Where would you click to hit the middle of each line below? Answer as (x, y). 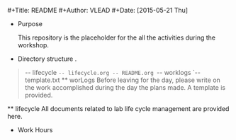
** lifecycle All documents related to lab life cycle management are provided (118, 109)
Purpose (30, 24)
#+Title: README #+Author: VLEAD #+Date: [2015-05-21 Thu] (98, 10)
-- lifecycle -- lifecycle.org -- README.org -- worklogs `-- (112, 72)
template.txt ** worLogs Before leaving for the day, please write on (123, 80)
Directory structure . (47, 59)
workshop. (33, 45)
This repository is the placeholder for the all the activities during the (117, 37)
